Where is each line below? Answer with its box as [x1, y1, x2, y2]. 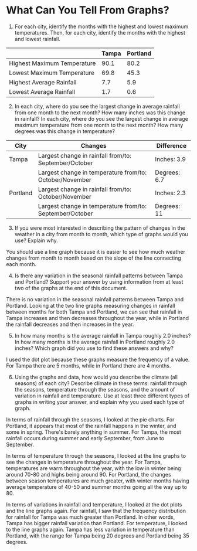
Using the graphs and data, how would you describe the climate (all [14, 373, 178, 380]
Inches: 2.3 [155, 189, 186, 197]
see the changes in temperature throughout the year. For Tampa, [6, 458, 162, 465]
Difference [156, 141, 187, 149]
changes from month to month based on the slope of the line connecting [6, 254, 182, 261]
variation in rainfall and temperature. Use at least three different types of [14, 392, 189, 399]
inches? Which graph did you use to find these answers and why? [14, 344, 174, 352]
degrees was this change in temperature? [14, 127, 116, 135]
